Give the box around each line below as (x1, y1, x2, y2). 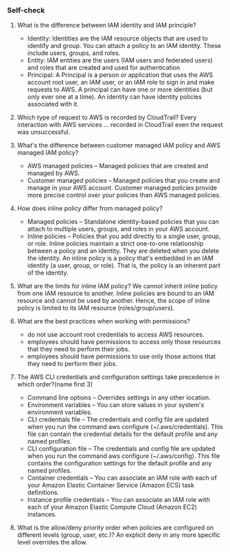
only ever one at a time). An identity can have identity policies (27, 93, 203, 101)
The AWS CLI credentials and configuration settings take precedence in (16, 373, 220, 381)
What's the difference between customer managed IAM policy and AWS (16, 141, 221, 150)
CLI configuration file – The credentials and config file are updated (27, 445, 216, 453)
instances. (27, 510, 57, 518)
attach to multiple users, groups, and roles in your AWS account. (27, 225, 210, 233)
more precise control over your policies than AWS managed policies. (27, 191, 221, 199)
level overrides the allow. (16, 538, 88, 547)
